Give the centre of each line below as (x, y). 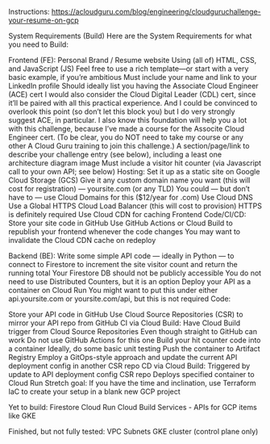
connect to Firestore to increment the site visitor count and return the (123, 264)
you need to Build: (38, 44)
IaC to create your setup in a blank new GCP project (95, 392)
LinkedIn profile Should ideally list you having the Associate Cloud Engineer (134, 86)
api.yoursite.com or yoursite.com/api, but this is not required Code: (120, 299)
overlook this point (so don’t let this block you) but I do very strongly (122, 111)
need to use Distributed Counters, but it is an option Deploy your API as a (130, 281)
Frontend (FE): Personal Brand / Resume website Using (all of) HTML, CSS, (133, 60)
